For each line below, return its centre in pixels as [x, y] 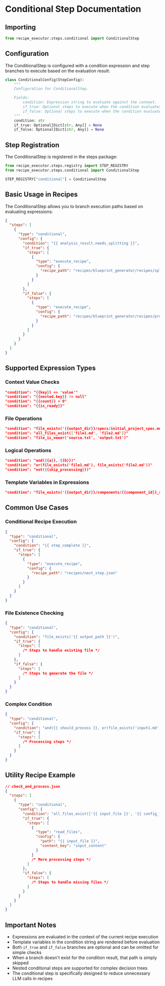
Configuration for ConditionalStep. [52, 89]
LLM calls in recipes [32, 979]
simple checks [27, 953]
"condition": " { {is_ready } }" [35, 406]
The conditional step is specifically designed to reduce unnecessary [81, 973]
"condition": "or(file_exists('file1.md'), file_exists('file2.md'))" [79, 465]
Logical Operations [28, 450]
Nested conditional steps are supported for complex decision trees [80, 968]
